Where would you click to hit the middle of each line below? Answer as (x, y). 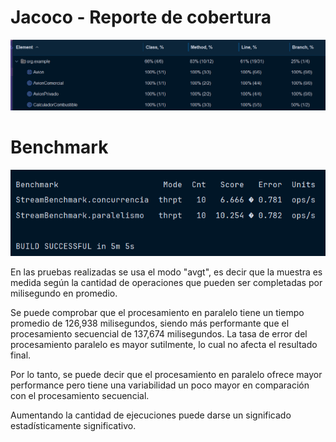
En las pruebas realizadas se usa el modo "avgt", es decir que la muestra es (166, 272)
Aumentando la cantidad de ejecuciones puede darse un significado (151, 415)
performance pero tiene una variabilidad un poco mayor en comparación (160, 385)
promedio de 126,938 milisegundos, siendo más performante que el (150, 323)
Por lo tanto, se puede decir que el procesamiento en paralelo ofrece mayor (166, 375)
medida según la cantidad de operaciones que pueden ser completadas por (166, 283)
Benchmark (59, 147)
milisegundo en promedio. (64, 293)
